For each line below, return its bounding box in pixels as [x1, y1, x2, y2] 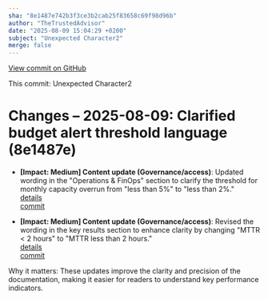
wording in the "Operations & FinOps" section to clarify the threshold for [19, 176, 258, 185]
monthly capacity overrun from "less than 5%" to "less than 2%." [19, 185, 234, 194]
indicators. [8, 283, 44, 293]
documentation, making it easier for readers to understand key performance [8, 275, 259, 285]
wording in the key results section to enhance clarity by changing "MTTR [19, 225, 261, 235]
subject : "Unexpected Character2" [8, 34, 124, 42]
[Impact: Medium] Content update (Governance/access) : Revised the [19, 217, 254, 226]
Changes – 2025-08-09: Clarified [8, 107, 236, 125]
